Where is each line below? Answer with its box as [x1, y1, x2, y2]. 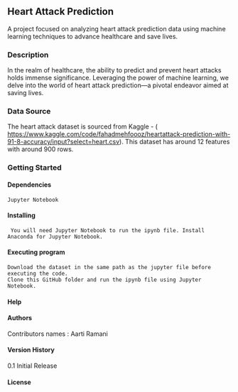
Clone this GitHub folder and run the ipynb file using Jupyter [7, 276, 202, 283]
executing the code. [7, 270, 69, 277]
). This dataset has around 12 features [119, 138, 230, 146]
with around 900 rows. [7, 145, 74, 153]
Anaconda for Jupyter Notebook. [7, 233, 103, 240]
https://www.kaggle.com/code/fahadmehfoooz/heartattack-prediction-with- [7, 130, 231, 138]
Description [7, 50, 49, 60]
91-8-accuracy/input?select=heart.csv [7, 138, 120, 146]
